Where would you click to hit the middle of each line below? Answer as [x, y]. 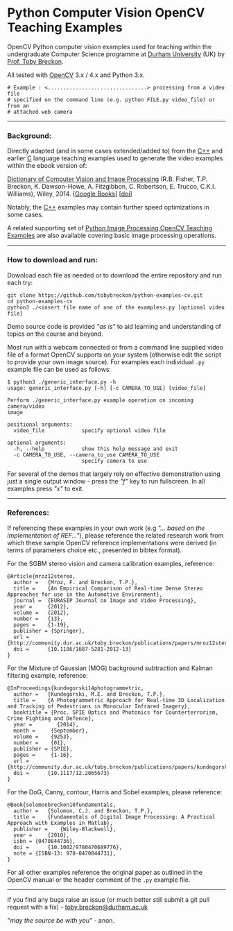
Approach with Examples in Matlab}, [60, 823]
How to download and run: [53, 260]
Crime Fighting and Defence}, [51, 718]
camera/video [26, 406]
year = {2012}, [42, 606]
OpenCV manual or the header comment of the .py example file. [99, 880]
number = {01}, [40, 743]
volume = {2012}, [42, 613]
